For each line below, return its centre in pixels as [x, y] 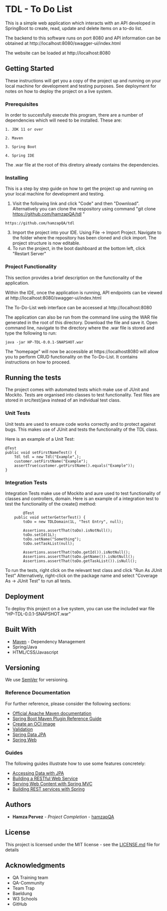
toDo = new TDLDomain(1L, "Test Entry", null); [73, 522]
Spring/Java [25, 647]
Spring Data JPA [29, 734]
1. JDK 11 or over [24, 130]
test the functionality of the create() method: [51, 504]
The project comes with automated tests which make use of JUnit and [77, 389]
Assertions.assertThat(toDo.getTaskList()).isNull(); [80, 561]
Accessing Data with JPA [38, 773]
